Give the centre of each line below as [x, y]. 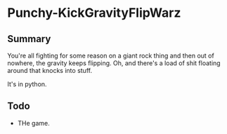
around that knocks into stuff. [50, 71]
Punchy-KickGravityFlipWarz [94, 13]
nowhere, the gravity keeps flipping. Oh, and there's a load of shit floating [114, 63]
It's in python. [27, 84]
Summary [29, 39]
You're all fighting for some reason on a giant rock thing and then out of [111, 55]
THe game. [34, 123]
